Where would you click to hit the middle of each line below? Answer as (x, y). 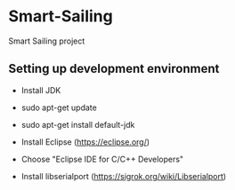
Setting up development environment (114, 69)
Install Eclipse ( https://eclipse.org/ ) (85, 142)
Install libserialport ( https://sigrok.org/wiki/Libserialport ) (124, 176)
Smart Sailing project (47, 41)
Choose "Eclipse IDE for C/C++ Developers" (102, 159)
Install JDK (41, 90)
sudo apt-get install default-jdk (78, 124)
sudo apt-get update (59, 107)
